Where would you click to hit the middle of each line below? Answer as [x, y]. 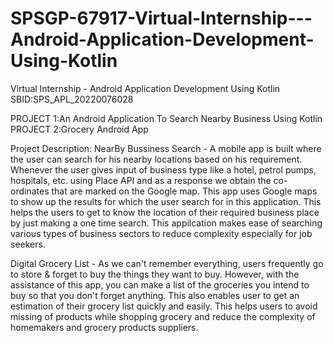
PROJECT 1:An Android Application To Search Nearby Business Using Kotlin [166, 118]
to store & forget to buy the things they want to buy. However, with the [155, 274]
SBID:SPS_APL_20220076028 [72, 99]
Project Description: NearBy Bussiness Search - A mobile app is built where [166, 148]
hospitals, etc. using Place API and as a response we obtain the [141, 180]
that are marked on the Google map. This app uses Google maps [184, 191]
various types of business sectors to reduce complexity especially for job [161, 233]
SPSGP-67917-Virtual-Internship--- [161, 18]
